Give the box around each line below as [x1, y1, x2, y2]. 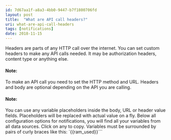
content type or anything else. [5, 56, 69, 62]
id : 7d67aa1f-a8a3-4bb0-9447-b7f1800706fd [5, 7, 97, 13]
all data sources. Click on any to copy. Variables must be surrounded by [5, 123, 157, 130]
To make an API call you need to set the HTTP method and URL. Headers [5, 79, 159, 85]
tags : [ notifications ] [5, 26, 54, 32]
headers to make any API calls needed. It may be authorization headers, [5, 50, 157, 57]
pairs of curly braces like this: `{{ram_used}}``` [5, 129, 103, 135]
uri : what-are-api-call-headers [5, 21, 74, 27]
